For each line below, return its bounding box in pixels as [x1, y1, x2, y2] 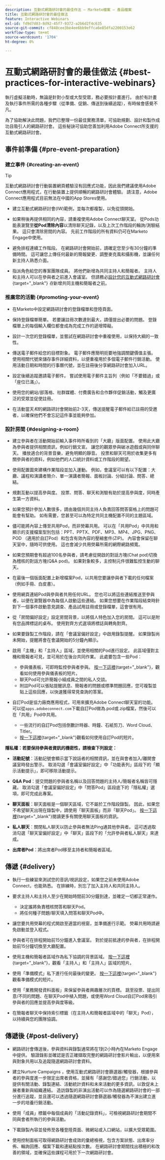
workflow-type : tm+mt [5, 30, 50, 35]
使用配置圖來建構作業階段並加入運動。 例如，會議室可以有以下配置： [12, 467, 151, 473]
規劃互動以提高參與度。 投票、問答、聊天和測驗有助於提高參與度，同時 [12, 489, 156, 495]
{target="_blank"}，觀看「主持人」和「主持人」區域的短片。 [12, 960, 134, 966]
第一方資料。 [16, 495, 43, 501]
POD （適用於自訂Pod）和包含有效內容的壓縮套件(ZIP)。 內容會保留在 [12, 535, 154, 541]
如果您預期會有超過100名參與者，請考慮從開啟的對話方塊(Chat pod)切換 [12, 552, 158, 558]
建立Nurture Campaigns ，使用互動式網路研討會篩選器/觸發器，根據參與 [12, 1069, 158, 1075]
